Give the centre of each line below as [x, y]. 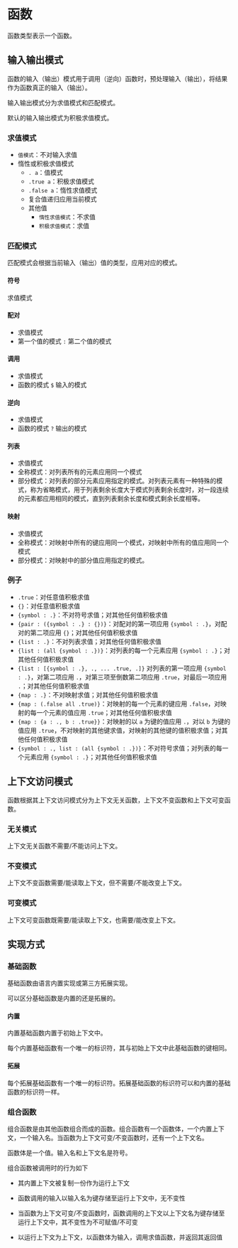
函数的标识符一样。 [35, 1092]
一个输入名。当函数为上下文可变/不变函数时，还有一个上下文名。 [114, 1137]
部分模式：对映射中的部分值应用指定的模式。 [83, 560]
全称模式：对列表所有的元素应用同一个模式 [80, 472]
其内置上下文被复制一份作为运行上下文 [73, 1183]
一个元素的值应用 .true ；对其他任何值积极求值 [104, 712]
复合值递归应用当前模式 [62, 199]
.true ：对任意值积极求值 [53, 597]
